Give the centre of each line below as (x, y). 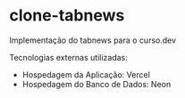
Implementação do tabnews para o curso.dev (93, 40)
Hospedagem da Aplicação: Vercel (86, 74)
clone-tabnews (67, 16)
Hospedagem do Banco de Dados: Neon (97, 84)
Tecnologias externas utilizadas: (68, 57)
